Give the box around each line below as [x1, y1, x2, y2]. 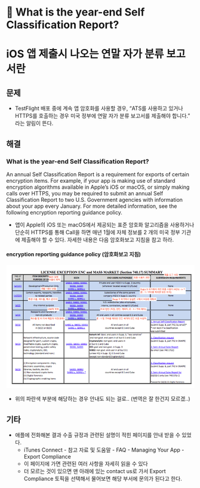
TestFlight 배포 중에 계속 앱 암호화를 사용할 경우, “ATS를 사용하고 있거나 [14, 105, 183, 112]
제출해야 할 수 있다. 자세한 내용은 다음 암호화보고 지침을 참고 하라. [21, 236, 174, 243]
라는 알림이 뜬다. [14, 119, 54, 127]
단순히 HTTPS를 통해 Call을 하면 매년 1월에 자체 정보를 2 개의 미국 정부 [14, 228, 180, 235]
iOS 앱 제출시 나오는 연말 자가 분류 [6, 47, 164, 61]
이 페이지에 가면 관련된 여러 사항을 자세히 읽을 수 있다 [23, 460, 148, 468]
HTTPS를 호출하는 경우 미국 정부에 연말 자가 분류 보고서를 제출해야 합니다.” [14, 112, 190, 119]
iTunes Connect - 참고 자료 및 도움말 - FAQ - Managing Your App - [23, 446, 184, 453]
